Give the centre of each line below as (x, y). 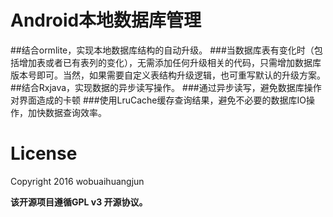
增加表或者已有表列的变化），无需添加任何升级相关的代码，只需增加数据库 (170, 62)
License (44, 153)
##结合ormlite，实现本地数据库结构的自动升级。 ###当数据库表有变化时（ (162, 50)
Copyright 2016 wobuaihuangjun (77, 181)
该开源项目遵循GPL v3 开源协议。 (79, 202)
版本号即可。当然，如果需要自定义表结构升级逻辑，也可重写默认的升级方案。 (168, 75)
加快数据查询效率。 (67, 112)
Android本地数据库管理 (106, 20)
